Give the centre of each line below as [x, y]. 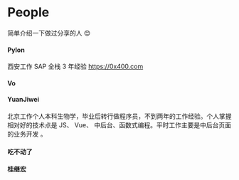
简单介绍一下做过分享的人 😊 [49, 33]
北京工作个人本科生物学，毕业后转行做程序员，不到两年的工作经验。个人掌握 [119, 116]
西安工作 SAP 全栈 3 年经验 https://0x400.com [75, 67]
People [28, 12]
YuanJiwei [23, 100]
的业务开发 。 [27, 134]
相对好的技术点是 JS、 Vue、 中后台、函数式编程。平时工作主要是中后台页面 [119, 125]
